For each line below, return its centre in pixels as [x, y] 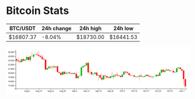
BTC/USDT [23, 29]
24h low [123, 29]
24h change [57, 29]
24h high [90, 29]
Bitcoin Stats [38, 11]
